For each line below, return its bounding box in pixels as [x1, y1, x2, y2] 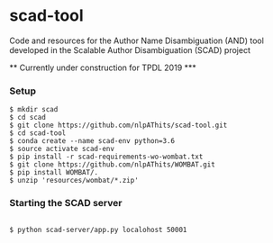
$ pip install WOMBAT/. [9, 168, 99, 177]
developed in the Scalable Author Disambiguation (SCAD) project [9, 44, 250, 55]
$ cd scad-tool [9, 129, 67, 138]
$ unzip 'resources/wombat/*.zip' [9, 176, 140, 185]
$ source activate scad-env [9, 145, 115, 154]
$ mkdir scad [9, 105, 59, 114]
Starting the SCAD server [9, 197, 123, 210]
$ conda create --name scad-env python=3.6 [9, 137, 176, 146]
